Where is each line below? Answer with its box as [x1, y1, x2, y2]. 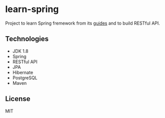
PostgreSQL [12, 74, 38, 81]
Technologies [5, 35, 49, 43]
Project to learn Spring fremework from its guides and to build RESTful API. [5, 20, 160, 26]
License [5, 94, 31, 103]
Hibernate [12, 69, 34, 75]
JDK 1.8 [12, 48, 29, 54]
